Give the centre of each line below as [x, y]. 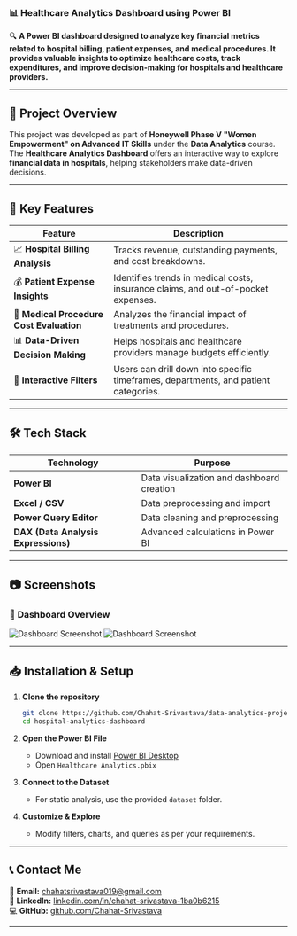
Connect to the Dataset [65, 782]
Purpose [213, 463]
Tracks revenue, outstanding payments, [196, 250]
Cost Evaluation [48, 325]
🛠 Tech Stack [48, 433]
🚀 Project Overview [63, 113]
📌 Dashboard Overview [60, 615]
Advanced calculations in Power [208, 532]
